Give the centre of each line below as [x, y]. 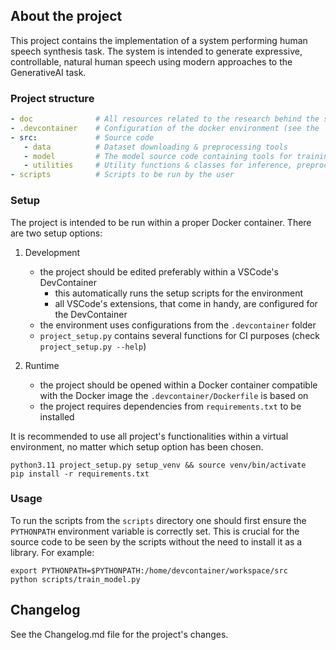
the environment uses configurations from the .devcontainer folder [178, 325]
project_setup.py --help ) [93, 346]
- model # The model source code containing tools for [158, 156]
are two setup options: [56, 233]
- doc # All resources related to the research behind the [165, 119]
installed [57, 416]
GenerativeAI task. [48, 72]
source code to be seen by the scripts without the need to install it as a [156, 541]
